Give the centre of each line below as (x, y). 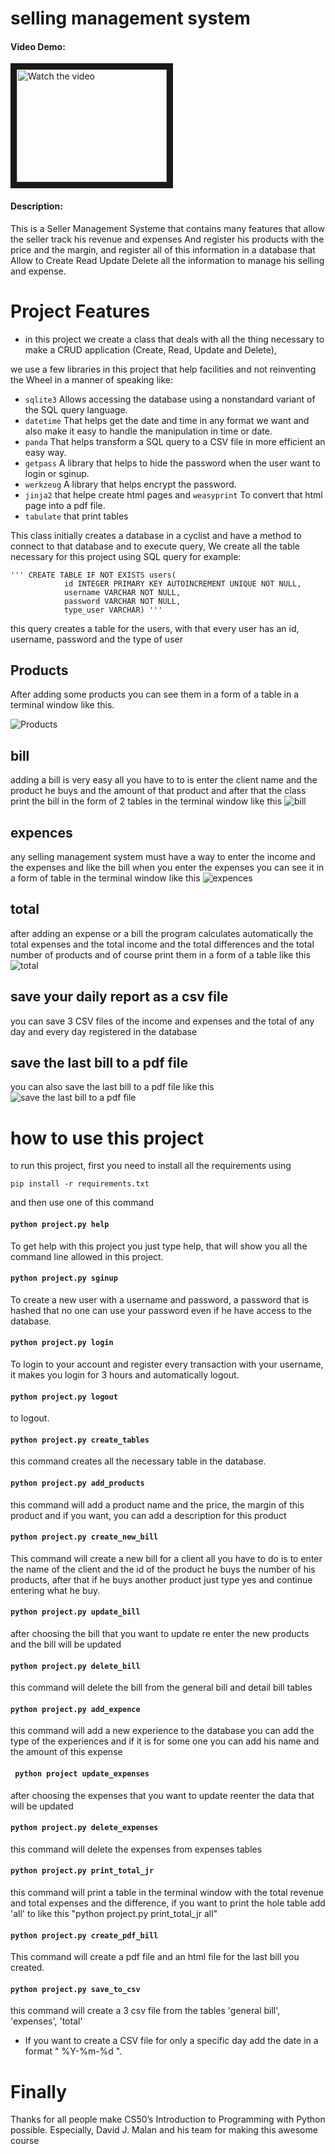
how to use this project (107, 1138)
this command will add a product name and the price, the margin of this (157, 1504)
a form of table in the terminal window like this (105, 878)
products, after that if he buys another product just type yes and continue (161, 1579)
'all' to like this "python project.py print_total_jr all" (114, 1913)
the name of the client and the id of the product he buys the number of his (163, 1569)
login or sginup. (57, 473)
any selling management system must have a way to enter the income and (163, 856)
